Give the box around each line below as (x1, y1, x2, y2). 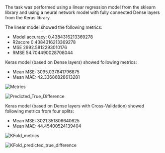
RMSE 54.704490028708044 (12, 50, 73, 55)
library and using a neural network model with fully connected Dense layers (5, 9, 160, 15)
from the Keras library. (5, 15, 51, 20)
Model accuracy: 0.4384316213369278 (12, 34, 93, 40)
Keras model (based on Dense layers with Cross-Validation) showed (5, 103, 145, 108)
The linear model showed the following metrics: (5, 24, 103, 30)
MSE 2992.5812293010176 (12, 45, 67, 50)
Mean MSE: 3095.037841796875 (12, 69, 80, 75)
